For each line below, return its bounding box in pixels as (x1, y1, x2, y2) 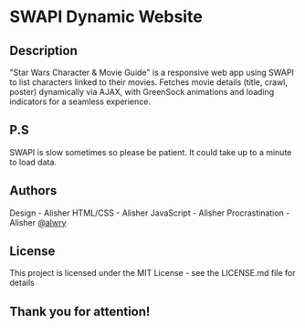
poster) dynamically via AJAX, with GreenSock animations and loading (9, 87, 275, 97)
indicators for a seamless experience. (9, 96, 151, 107)
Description (9, 43, 78, 58)
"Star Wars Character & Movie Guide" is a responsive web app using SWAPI (9, 67, 295, 78)
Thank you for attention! (9, 303, 151, 319)
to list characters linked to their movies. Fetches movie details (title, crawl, (9, 77, 288, 88)
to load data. (9, 156, 58, 167)
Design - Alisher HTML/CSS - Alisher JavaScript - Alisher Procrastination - (9, 207, 290, 218)
